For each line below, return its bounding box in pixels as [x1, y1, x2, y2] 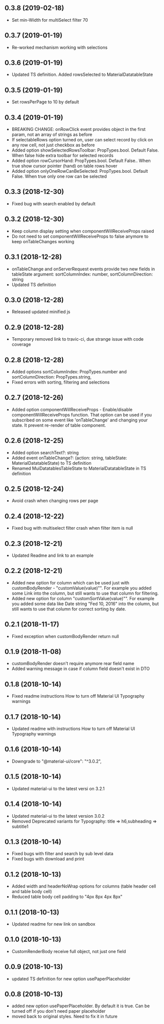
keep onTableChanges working [11, 238, 74, 244]
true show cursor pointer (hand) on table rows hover [11, 163, 117, 169]
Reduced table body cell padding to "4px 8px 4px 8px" [11, 894, 123, 900]
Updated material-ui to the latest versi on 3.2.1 [11, 785, 105, 792]
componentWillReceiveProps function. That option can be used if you [11, 412, 152, 417]
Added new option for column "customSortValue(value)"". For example [11, 595, 155, 601]
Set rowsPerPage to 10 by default [11, 99, 79, 105]
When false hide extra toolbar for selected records [11, 153, 114, 159]
